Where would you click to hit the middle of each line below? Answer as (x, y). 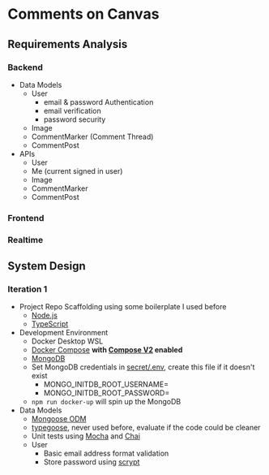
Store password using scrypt (92, 462)
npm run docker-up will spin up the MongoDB (106, 402)
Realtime (26, 240)
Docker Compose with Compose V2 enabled (107, 350)
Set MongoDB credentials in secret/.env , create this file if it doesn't (143, 367)
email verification (73, 110)
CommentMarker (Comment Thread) (92, 136)
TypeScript (50, 324)
